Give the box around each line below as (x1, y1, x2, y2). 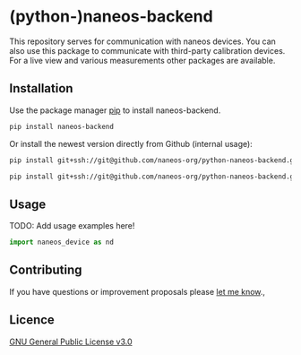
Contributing (9, 263, 82, 278)
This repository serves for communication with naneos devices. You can (9, 36, 276, 47)
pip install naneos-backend (9, 122, 115, 131)
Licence (9, 312, 56, 328)
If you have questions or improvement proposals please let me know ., (9, 286, 266, 297)
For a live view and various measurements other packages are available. (9, 55, 276, 65)
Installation (9, 81, 73, 96)
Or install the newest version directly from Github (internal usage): (9, 138, 253, 149)
